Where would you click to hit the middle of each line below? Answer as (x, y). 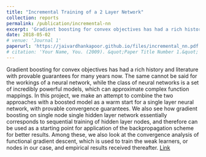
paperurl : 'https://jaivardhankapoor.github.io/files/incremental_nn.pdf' (104, 47)
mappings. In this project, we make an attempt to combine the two (90, 95)
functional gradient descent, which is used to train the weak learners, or (97, 141)
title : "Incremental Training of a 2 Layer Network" (75, 12)
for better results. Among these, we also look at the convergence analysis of (103, 134)
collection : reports (33, 18)
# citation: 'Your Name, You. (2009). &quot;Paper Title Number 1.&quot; (103, 52)
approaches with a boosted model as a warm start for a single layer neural (100, 102)
